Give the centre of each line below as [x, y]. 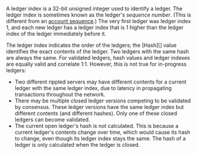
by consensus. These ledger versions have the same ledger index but [99, 107]
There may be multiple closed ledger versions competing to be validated [103, 101]
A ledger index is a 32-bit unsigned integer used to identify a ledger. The [94, 9]
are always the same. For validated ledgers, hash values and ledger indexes [98, 58]
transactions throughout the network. [60, 94]
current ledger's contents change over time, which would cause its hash [102, 132]
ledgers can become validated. [52, 120]
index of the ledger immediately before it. [56, 34]
